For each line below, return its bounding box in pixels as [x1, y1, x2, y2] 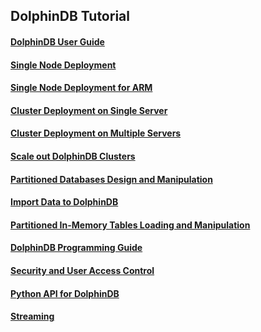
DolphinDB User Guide [10, 35, 105, 48]
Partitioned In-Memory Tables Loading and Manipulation [10, 219, 251, 231]
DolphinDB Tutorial [10, 8, 130, 25]
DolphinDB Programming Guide [10, 242, 143, 254]
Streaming [10, 310, 55, 323]
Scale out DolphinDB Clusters [10, 150, 136, 162]
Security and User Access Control [10, 264, 155, 276]
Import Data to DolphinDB [10, 196, 119, 208]
